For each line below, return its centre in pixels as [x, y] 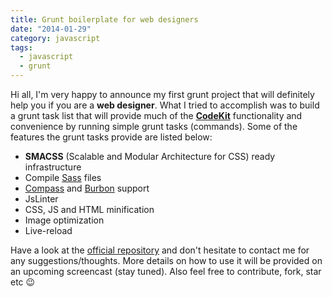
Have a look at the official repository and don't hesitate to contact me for [160, 250]
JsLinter [41, 199]
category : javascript [55, 38]
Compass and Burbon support [87, 188]
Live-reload [48, 230]
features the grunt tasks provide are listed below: [111, 137]
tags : [21, 47]
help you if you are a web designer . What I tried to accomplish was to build [165, 105]
